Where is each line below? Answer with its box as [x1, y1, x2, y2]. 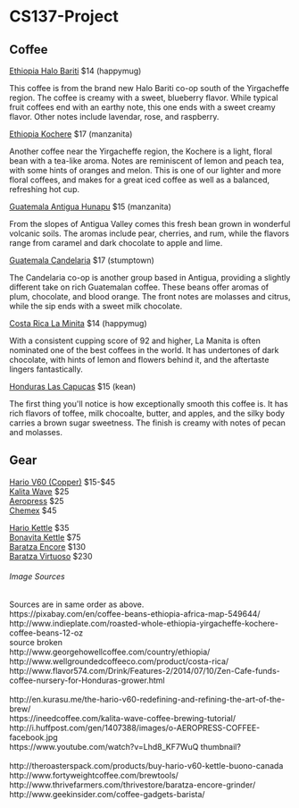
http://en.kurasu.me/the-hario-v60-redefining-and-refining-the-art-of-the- [9, 694, 286, 705]
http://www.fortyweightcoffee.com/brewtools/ [9, 770, 179, 781]
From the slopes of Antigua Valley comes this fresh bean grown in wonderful [9, 219, 291, 229]
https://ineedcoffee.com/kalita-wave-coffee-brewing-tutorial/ [9, 713, 237, 724]
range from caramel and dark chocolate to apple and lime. [9, 238, 223, 248]
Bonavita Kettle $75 [9, 532, 81, 543]
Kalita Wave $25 [9, 485, 70, 497]
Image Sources [9, 571, 65, 582]
